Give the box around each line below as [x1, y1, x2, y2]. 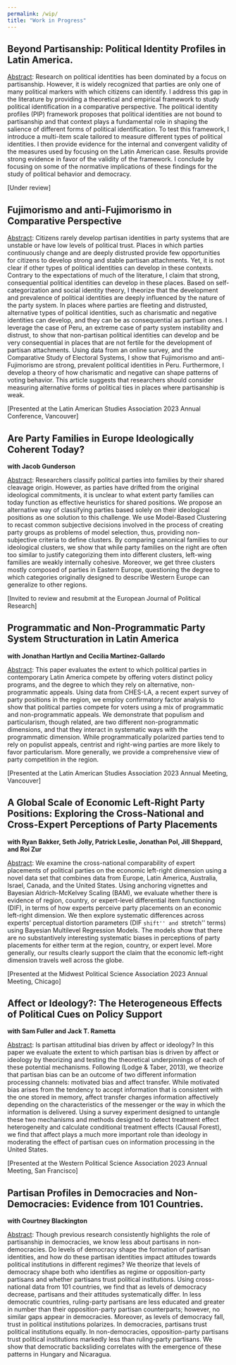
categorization [7, 286, 49, 294]
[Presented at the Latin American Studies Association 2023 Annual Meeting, [7, 768, 228, 777]
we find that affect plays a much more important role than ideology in [7, 1130, 208, 1139]
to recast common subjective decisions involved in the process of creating [7, 521, 223, 529]
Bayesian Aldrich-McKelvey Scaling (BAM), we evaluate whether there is [7, 888, 218, 897]
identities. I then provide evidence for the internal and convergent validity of [7, 140, 228, 149]
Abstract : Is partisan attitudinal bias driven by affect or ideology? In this [7, 1040, 214, 1049]
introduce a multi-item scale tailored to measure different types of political [7, 132, 223, 141]
